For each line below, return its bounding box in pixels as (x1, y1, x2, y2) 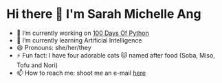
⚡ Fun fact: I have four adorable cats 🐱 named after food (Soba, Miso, (16, 51, 216, 59)
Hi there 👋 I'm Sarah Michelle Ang (6, 6, 201, 22)
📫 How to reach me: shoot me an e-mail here (16, 69, 146, 77)
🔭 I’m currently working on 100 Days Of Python (16, 29, 149, 37)
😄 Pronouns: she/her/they (16, 43, 92, 51)
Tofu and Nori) (16, 61, 58, 69)
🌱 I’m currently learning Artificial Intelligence (16, 36, 142, 44)
